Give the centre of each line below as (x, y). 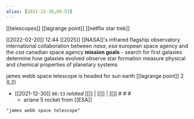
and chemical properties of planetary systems (62, 64)
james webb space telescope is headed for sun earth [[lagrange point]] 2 (95, 76)
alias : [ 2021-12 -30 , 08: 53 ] (39, 11)
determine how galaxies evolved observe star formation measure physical (96, 58)
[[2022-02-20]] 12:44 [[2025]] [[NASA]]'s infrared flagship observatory (93, 39)
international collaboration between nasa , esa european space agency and (97, 46)
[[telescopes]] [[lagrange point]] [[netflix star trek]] (68, 28)
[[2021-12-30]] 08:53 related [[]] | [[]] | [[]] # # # (73, 93)
